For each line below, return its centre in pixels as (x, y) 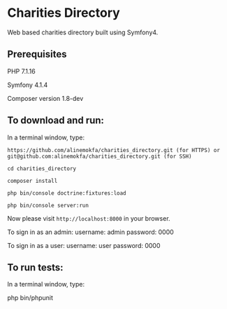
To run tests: (35, 267)
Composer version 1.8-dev (45, 98)
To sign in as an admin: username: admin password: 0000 (91, 232)
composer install (32, 181)
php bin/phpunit (30, 298)
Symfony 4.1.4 (28, 85)
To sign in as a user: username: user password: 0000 (84, 245)
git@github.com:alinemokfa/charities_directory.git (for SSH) (100, 156)
